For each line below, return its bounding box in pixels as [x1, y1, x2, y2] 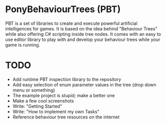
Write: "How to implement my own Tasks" [12, 108, 100, 114]
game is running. [5, 42, 40, 48]
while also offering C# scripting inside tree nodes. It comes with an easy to [5, 31, 161, 37]
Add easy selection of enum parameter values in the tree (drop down [12, 81, 157, 88]
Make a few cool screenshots [12, 98, 74, 104]
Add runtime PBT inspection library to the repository [12, 76, 121, 82]
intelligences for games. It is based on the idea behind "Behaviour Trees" [5, 25, 158, 31]
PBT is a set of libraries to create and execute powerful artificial [5, 20, 138, 26]
